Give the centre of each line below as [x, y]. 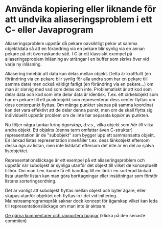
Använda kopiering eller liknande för [81, 9]
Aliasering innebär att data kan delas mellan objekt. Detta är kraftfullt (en [78, 73]
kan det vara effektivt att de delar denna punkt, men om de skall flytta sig [79, 110]
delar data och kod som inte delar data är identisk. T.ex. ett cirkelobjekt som [81, 94]
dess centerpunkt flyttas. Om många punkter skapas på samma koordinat [79, 105]
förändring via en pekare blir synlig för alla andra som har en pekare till [76, 79]
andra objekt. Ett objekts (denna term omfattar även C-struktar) [69, 130]
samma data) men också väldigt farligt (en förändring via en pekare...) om [79, 84]
